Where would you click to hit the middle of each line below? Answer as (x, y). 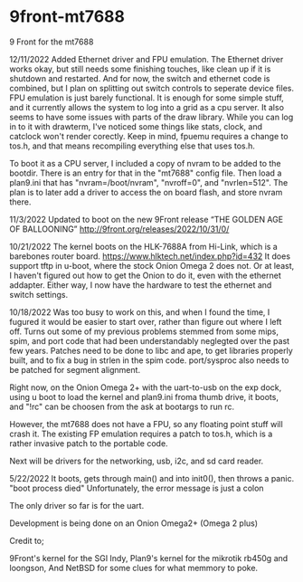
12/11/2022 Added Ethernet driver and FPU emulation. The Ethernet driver (147, 59)
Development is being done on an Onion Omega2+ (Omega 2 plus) (134, 523)
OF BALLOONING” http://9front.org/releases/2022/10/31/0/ (119, 229)
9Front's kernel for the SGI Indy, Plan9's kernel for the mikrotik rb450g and (149, 558)
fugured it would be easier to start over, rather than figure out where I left (146, 321)
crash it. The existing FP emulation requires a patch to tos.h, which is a (141, 434)
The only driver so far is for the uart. (77, 505)
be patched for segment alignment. (75, 369)
